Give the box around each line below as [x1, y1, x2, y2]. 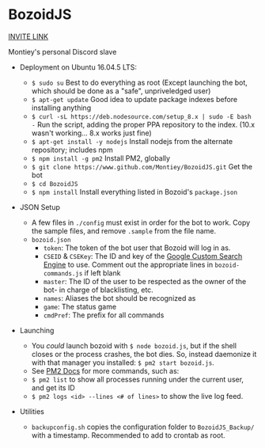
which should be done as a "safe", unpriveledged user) [31, 85, 211, 96]
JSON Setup [19, 202, 61, 211]
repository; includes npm [31, 145, 113, 154]
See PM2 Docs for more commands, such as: [31, 366, 180, 375]
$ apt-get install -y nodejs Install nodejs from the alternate [31, 136, 233, 146]
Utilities [19, 406, 45, 416]
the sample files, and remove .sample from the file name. [31, 226, 217, 235]
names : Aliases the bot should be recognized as [43, 293, 196, 302]
